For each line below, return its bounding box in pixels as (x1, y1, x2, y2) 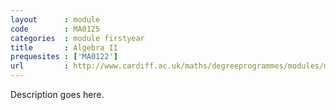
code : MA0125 (10, 24, 101, 34)
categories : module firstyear (10, 33, 145, 43)
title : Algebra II (10, 42, 118, 53)
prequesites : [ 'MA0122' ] (10, 52, 118, 62)
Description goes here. (10, 89, 105, 100)
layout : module (10, 14, 101, 25)
